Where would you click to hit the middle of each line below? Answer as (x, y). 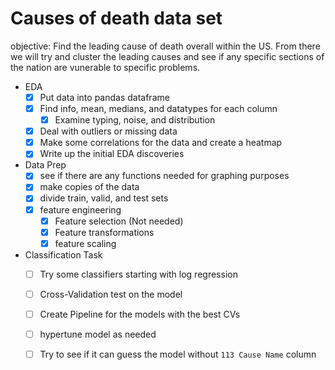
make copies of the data (89, 187)
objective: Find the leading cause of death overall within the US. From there (165, 46)
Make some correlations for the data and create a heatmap (161, 143)
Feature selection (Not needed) (119, 221)
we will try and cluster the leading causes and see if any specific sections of (167, 56)
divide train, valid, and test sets (104, 198)
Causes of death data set (116, 18)
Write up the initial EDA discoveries (112, 154)
